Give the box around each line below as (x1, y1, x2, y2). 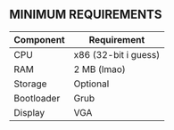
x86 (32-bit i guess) (73, 48, 161, 61)
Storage (13, 77, 47, 90)
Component (13, 33, 65, 45)
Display (13, 106, 46, 118)
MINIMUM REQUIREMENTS (9, 7, 162, 22)
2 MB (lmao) (73, 62, 127, 75)
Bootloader (13, 92, 61, 104)
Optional (73, 77, 110, 90)
